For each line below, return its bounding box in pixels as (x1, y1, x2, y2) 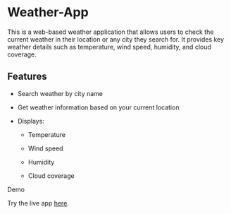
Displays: (17, 117, 44, 125)
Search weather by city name (17, 89, 104, 97)
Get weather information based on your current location (17, 103, 180, 112)
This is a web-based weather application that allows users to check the (7, 28, 214, 36)
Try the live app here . (7, 198, 69, 207)
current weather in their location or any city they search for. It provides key (7, 35, 224, 43)
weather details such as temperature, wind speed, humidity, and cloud (7, 42, 211, 51)
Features (7, 71, 47, 83)
